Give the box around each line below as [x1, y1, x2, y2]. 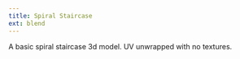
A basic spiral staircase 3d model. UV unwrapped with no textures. [8, 41, 233, 51]
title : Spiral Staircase [8, 11, 93, 20]
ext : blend [8, 19, 46, 27]
